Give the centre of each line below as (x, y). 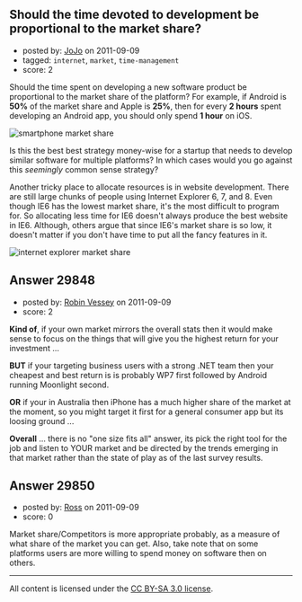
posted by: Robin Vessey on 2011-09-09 (97, 302)
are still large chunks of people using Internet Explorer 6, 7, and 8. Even (141, 196)
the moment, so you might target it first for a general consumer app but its (147, 412)
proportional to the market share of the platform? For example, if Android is (148, 96)
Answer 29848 (53, 281)
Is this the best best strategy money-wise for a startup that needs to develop (151, 150)
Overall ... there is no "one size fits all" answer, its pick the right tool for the (148, 438)
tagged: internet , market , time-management (101, 60)
